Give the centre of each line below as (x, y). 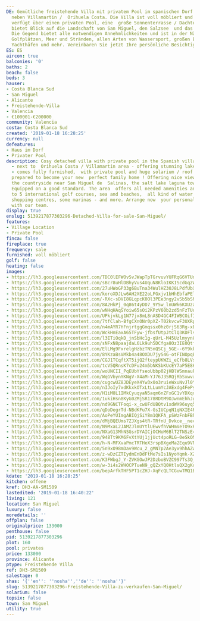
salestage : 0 (22, 576)
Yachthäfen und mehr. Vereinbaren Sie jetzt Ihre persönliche (90, 45)
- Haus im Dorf (25, 150)
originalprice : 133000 (34, 526)
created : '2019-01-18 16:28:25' (46, 134)
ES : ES (14, 51)
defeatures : (21, 144)
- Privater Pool (26, 155)
